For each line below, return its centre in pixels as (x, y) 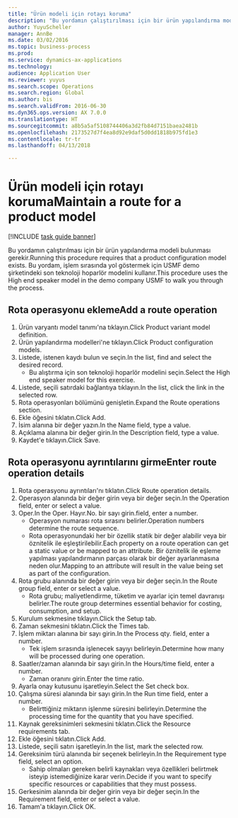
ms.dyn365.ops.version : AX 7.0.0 (57, 113)
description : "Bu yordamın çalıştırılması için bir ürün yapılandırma (114, 21)
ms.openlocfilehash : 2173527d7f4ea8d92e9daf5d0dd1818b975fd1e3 (103, 132)
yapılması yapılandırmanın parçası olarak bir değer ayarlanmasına (124, 558)
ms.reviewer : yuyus (37, 80)
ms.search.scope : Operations (51, 86)
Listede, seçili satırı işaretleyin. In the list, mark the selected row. (111, 746)
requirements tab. (44, 731)
